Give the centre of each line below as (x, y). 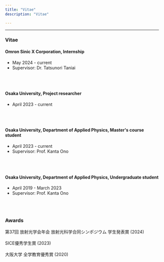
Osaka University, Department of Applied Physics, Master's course (74, 130)
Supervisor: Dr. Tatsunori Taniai (44, 68)
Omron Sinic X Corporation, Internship (45, 52)
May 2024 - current (32, 62)
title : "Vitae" (20, 10)
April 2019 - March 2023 (37, 188)
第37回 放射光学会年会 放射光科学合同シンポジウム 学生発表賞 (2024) (75, 232)
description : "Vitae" (27, 14)
